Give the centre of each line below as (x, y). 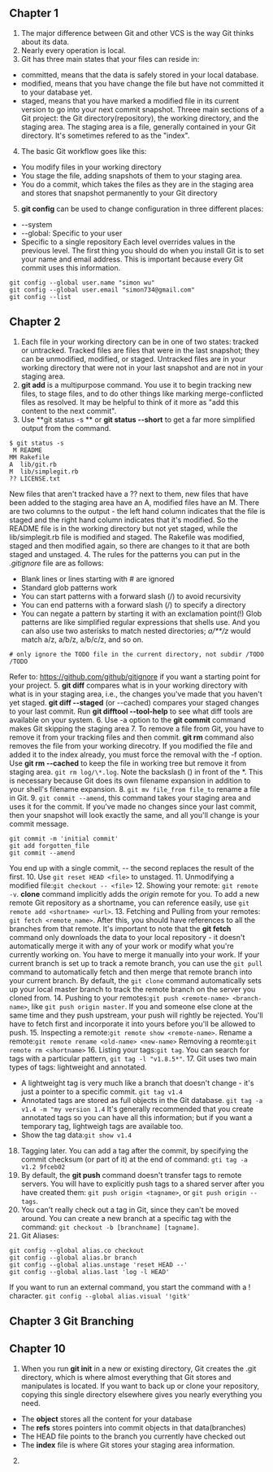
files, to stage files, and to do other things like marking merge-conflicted (142, 393)
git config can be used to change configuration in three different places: (142, 209)
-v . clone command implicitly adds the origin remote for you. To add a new (134, 894)
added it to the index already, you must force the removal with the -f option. (136, 754)
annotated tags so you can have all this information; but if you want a (136, 1117)
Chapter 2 (35, 322)
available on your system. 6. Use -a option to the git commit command (128, 719)
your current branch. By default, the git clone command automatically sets (136, 980)
